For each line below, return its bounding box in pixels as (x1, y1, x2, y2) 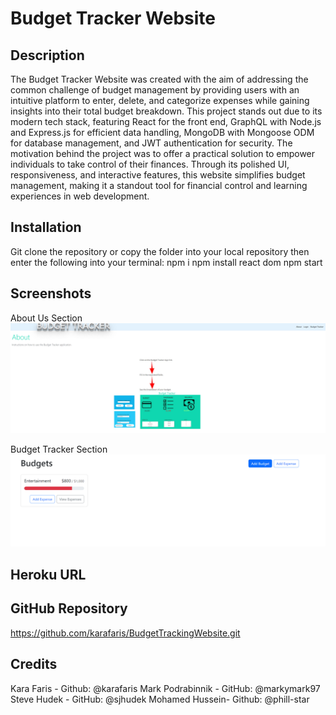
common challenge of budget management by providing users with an (10, 84, 300, 96)
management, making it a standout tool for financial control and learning (10, 180, 308, 191)
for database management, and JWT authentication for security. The (10, 137, 293, 149)
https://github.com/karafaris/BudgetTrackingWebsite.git (10, 627, 241, 639)
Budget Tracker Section (10, 443, 108, 455)
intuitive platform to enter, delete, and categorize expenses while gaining (10, 95, 310, 106)
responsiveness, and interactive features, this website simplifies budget (10, 169, 306, 181)
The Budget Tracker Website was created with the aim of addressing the (10, 73, 309, 85)
